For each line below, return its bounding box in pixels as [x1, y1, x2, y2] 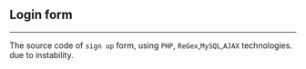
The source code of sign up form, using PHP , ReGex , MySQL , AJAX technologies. [9, 40, 293, 51]
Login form [9, 7, 73, 23]
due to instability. [9, 49, 75, 60]
